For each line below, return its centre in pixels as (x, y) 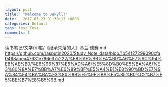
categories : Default (27, 24)
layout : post (19, 10)
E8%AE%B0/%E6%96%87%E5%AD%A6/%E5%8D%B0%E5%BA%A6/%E (83, 64)
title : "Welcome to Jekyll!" (37, 14)
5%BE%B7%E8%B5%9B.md (35, 80)
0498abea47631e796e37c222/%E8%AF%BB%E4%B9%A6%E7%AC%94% (84, 58)
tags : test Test (22, 28)
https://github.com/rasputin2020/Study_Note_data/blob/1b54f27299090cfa (83, 53)
